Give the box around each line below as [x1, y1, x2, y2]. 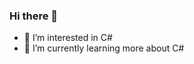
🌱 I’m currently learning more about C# [23, 42, 185, 54]
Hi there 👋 [9, 9, 59, 23]
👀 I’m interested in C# [23, 32, 113, 44]
